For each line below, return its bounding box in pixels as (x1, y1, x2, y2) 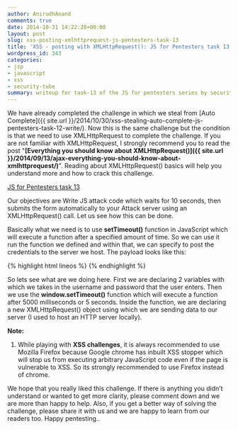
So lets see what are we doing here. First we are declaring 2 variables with (7, 276, 225, 284)
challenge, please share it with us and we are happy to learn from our (7, 407, 210, 415)
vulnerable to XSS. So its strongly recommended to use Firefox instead (17, 363, 225, 372)
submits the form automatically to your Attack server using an (7, 204, 188, 213)
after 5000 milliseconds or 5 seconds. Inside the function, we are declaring (7, 298, 227, 307)
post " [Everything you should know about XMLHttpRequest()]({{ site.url (7, 147, 224, 155)
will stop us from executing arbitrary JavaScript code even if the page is (17, 356, 228, 364)
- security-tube (7, 83, 55, 90)
